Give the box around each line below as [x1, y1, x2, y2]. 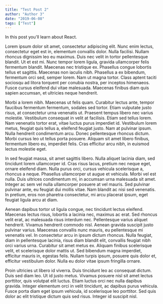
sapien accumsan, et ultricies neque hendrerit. [5, 90, 98, 96]
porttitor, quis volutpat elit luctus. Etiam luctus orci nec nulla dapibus [5, 278, 142, 284]
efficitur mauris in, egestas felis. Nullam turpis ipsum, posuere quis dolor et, [5, 253, 157, 259]
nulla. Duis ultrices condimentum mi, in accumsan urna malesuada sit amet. [5, 176, 157, 182]
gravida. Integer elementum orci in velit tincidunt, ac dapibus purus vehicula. [5, 283, 159, 289]
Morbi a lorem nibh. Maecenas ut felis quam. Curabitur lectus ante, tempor [5, 99, 155, 105]
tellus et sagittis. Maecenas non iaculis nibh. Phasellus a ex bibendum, [5, 69, 146, 76]
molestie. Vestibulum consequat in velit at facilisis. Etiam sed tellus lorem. [5, 115, 152, 121]
